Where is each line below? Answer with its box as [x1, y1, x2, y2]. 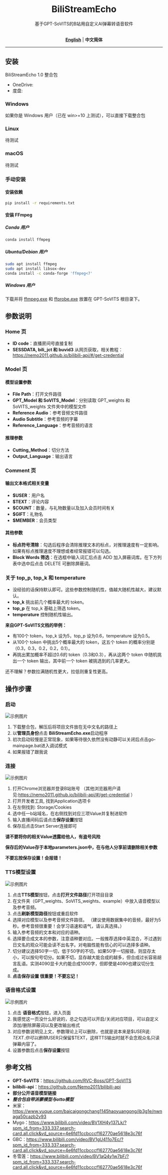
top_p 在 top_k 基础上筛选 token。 [12, 606, 83, 612]
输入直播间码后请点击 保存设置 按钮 [12, 817, 83, 823]
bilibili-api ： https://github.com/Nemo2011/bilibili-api [12, 1083, 121, 1089]
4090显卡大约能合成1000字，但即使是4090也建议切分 [38, 960, 150, 966]
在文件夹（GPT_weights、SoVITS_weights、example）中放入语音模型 [12, 898, 156, 904]
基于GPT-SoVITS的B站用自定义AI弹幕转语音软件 [34, 21, 133, 27]
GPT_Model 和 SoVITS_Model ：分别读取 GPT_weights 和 [12, 397, 130, 403]
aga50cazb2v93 [12, 1113, 46, 1119]
